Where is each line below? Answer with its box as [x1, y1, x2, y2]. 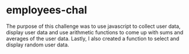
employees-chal [6, 3, 87, 17]
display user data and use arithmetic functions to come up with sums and [6, 28, 184, 35]
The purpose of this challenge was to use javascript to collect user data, [6, 23, 181, 30]
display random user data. [6, 41, 69, 48]
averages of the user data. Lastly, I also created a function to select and [6, 35, 180, 42]
